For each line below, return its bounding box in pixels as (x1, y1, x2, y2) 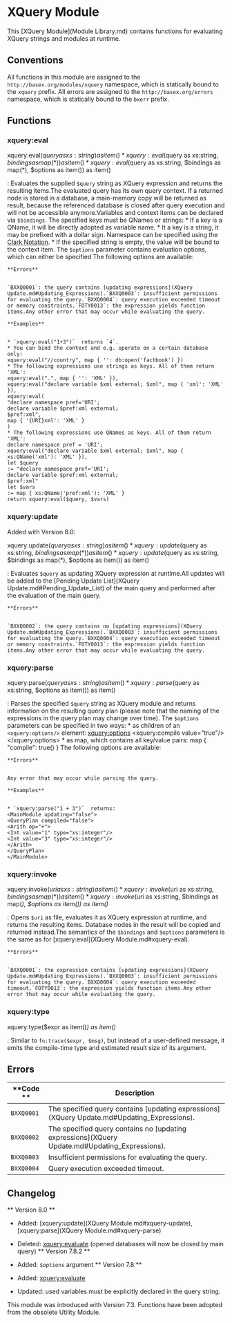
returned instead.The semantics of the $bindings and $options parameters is (7, 928, 225, 937)
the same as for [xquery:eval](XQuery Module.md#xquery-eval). (7, 935, 190, 944)
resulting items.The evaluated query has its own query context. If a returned (7, 187, 223, 195)
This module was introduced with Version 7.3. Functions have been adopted (7, 1301, 223, 1309)
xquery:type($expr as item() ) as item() (7, 1022, 116, 1031)
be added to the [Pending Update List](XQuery (7, 576, 140, 585)
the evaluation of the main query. (7, 591, 101, 599)
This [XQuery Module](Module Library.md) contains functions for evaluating (7, 27, 223, 35)
